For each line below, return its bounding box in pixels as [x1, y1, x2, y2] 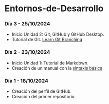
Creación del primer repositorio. [11, 94, 76, 100]
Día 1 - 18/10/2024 [4, 77, 49, 84]
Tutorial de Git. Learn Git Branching [11, 37, 83, 42]
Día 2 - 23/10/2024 [4, 49, 51, 56]
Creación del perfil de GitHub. [11, 88, 72, 94]
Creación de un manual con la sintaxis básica [11, 65, 103, 71]
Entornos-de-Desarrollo [4, 3, 104, 14]
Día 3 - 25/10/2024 [4, 21, 51, 27]
